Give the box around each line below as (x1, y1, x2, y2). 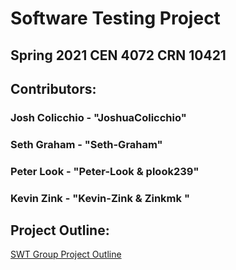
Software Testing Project (10, 7, 221, 30)
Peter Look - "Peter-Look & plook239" (10, 164, 200, 178)
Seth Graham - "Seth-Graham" (10, 137, 163, 151)
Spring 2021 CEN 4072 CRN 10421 (10, 47, 227, 64)
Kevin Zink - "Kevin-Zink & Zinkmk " (10, 191, 190, 205)
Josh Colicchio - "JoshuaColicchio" (10, 110, 187, 124)
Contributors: (10, 80, 97, 97)
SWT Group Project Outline (10, 248, 122, 261)
